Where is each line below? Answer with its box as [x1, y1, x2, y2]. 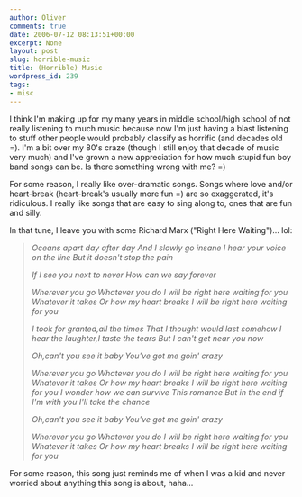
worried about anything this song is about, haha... [9, 477, 194, 488]
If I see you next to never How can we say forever [31, 269, 216, 280]
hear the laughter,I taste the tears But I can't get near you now [31, 332, 264, 343]
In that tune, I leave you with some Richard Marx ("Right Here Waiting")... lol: [9, 224, 293, 235]
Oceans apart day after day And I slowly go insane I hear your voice [31, 242, 287, 253]
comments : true [9, 22, 67, 31]
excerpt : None [9, 38, 63, 48]
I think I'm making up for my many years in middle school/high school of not [9, 113, 291, 124]
